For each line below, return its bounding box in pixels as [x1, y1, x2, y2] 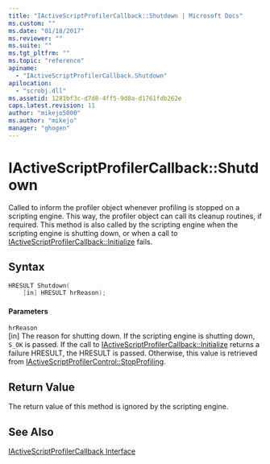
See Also [8, 425, 54, 439]
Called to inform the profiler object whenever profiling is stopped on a [8, 202, 240, 212]
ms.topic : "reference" [8, 57, 85, 65]
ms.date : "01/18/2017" [8, 27, 85, 35]
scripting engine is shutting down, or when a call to [8, 228, 178, 238]
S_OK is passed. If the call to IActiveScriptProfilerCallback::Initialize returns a [8, 340, 260, 350]
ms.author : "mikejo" [8, 117, 78, 125]
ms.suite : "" [8, 42, 52, 50]
